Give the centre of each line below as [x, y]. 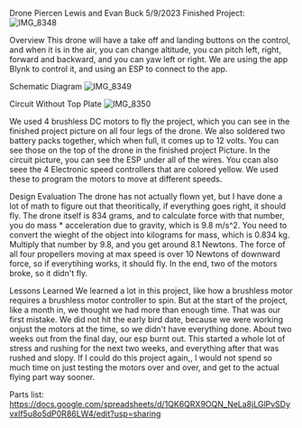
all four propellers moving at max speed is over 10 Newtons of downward [145, 254]
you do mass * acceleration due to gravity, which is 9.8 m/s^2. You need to [148, 225]
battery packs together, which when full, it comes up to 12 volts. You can [144, 140]
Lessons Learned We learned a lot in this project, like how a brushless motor [151, 291]
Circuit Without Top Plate [55, 104]
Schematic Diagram [46, 86]
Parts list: [27, 395]
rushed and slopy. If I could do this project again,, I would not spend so [141, 358]
